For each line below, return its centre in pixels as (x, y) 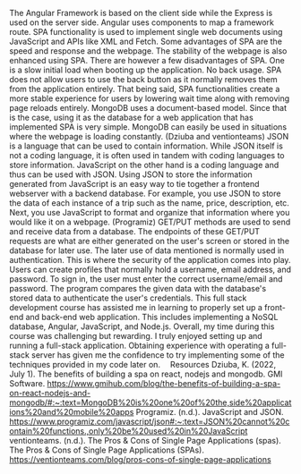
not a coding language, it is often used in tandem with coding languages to (147, 155)
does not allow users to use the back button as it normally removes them (143, 79)
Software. (27, 383)
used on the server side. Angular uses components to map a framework (142, 22)
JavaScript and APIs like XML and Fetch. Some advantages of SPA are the (146, 41)
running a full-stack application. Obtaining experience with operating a (140, 345)
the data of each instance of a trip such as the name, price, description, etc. (149, 203)
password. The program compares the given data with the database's (138, 288)
